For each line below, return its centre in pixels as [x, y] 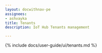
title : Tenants [20, 23]
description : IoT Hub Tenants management [47, 27]
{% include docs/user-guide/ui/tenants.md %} [51, 45]
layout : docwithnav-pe [28, 9]
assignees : [16, 14]
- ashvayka [16, 18]
